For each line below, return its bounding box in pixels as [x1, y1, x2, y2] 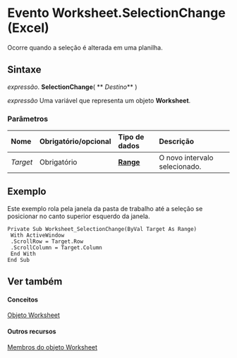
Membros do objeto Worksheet [7, 342, 97, 351]
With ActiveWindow [10, 232, 65, 239]
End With [10, 250, 37, 257]
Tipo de [118, 132, 145, 142]
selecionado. [158, 162, 202, 172]
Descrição [158, 136, 194, 146]
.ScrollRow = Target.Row [10, 238, 83, 245]
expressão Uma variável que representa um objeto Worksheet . [7, 96, 191, 105]
